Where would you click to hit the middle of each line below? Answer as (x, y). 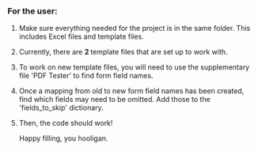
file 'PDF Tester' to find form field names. (86, 76)
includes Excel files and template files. (81, 36)
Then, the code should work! (66, 123)
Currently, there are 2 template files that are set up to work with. (123, 52)
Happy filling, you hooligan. (63, 138)
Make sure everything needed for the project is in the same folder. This (135, 28)
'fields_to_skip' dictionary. (61, 108)
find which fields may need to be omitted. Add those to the (114, 100)
